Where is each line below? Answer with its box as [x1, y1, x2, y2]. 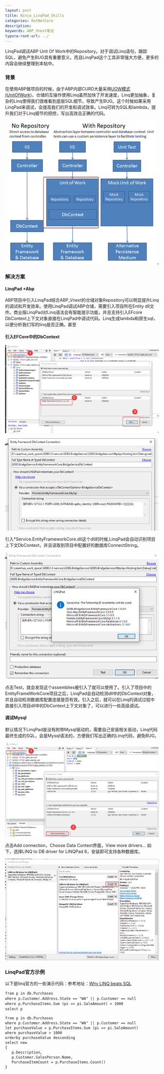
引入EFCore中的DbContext [5, 334, 60, 339]
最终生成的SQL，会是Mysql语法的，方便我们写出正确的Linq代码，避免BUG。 [5, 733, 159, 738]
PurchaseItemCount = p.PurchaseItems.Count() [11, 1060, 106, 1065]
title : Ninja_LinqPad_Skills [5, 13, 64, 18]
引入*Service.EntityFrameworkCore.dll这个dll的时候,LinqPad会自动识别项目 [5, 536, 156, 542]
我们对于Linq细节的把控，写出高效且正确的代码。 [9, 111, 108, 116]
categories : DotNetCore [5, 18, 54, 23]
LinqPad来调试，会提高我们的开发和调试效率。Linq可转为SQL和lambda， [5, 104, 152, 110]
